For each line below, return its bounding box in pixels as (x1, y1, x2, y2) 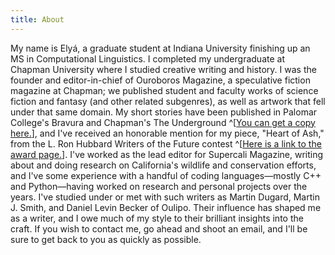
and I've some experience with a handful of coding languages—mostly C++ (10, 169, 322, 181)
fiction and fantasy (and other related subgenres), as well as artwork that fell (10, 95, 326, 107)
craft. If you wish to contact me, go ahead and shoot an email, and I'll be (10, 222, 308, 235)
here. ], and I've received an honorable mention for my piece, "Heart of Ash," (10, 127, 325, 139)
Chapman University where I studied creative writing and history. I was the (10, 63, 317, 75)
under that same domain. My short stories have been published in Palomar (10, 106, 318, 118)
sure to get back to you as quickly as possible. (10, 233, 202, 245)
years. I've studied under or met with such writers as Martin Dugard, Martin (10, 191, 320, 203)
